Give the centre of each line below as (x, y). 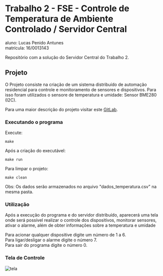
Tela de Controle (25, 258)
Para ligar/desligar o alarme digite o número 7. (51, 240)
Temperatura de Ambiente (59, 19)
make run (14, 160)
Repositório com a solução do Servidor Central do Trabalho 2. (67, 57)
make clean (16, 178)
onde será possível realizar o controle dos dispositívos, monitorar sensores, (81, 220)
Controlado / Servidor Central (66, 29)
